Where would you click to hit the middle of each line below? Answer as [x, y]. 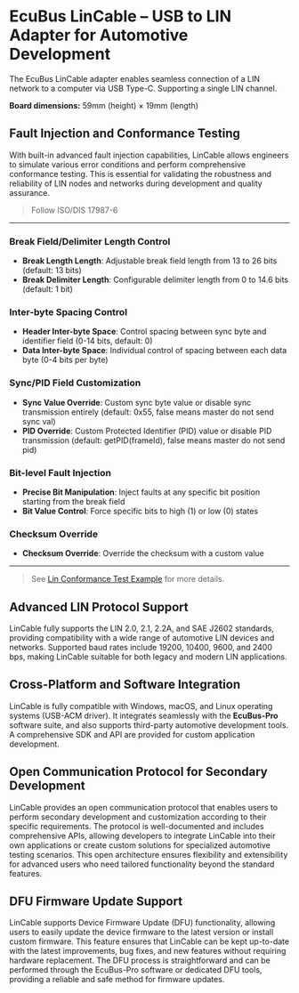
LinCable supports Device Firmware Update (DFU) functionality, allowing [142, 923]
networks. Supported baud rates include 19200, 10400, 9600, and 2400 [141, 648]
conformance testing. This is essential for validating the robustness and [140, 174]
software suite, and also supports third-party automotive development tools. [149, 725]
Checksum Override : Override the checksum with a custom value [143, 553]
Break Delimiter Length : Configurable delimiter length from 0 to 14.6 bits [155, 280]
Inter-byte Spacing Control [68, 311]
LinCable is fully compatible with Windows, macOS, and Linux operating [141, 706]
